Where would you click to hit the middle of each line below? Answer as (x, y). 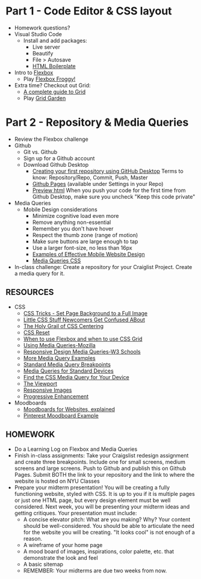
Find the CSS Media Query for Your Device (76, 377)
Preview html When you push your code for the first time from (109, 190)
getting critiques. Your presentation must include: (76, 513)
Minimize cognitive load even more (76, 215)
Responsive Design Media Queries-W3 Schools (82, 351)
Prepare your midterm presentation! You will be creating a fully (92, 487)
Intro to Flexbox (34, 72)
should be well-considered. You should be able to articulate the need (109, 525)
